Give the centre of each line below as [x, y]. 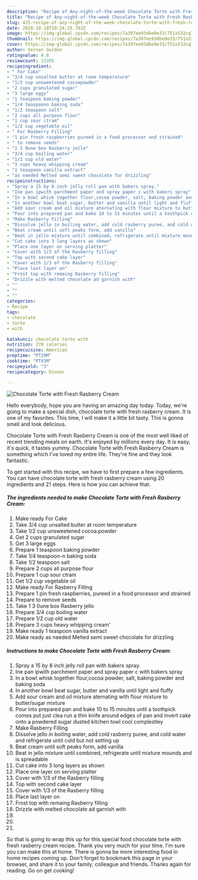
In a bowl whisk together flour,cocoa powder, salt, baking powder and [100, 678]
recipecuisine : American [37, 350]
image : [15, 34]
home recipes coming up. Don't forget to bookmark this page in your [90, 858]
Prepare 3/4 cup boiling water [51, 613]
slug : [13, 22]
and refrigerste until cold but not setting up [67, 741]
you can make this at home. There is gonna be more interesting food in [92, 852]
